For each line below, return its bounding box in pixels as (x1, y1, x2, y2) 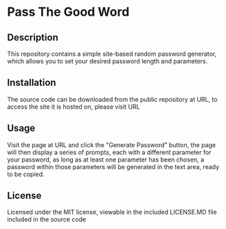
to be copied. (7, 170, 45, 178)
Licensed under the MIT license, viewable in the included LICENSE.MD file (7, 208, 218, 217)
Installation (7, 77, 56, 89)
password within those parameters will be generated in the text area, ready (7, 162, 220, 171)
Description (7, 32, 58, 43)
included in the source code (7, 215, 87, 223)
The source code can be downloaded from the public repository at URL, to (7, 95, 218, 103)
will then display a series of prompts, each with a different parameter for (7, 148, 212, 156)
